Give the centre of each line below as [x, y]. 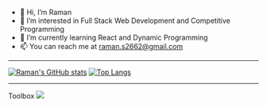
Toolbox [21, 96]
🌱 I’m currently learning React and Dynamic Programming [114, 37]
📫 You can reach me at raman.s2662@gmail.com [101, 46]
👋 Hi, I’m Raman [46, 12]
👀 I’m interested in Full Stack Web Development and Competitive [125, 21]
